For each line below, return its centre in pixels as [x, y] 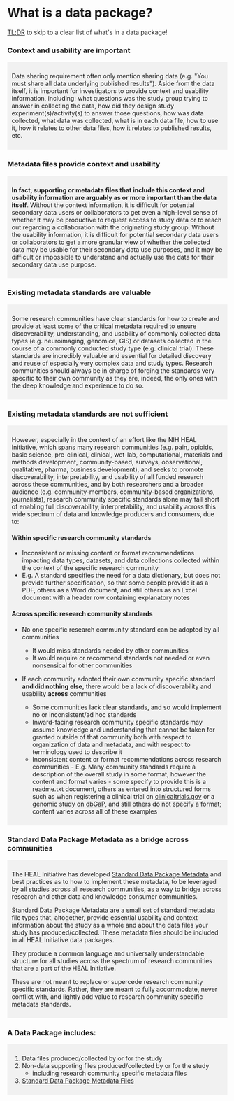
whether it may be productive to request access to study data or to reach [117, 220]
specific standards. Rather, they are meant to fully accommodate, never [115, 989]
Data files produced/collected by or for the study [92, 1058]
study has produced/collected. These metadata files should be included [115, 932]
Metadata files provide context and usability [84, 164]
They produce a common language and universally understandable [108, 953]
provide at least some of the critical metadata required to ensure [104, 326]
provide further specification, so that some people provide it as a [115, 583]
